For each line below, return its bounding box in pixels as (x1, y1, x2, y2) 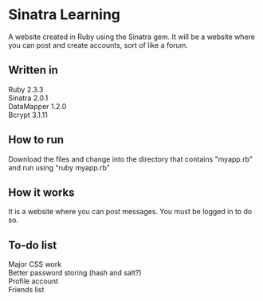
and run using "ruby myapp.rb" (8, 162, 110, 172)
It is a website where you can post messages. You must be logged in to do (8, 207, 253, 217)
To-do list (8, 238, 57, 252)
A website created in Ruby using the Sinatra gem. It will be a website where (8, 32, 255, 41)
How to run (8, 133, 65, 147)
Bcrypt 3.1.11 (8, 110, 48, 119)
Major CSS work (8, 260, 62, 269)
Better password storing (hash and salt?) (8, 268, 142, 278)
